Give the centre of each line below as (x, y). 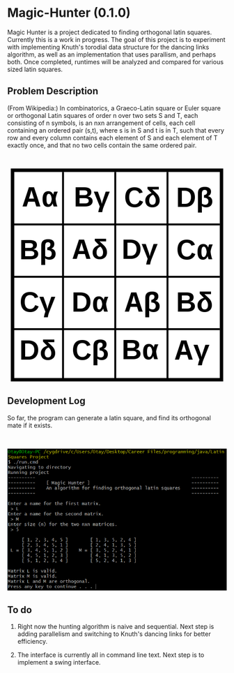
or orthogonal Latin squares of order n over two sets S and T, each (103, 115)
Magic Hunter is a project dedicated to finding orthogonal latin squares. (110, 32)
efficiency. (32, 642)
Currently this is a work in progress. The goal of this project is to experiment (116, 39)
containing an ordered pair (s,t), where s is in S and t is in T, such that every (116, 130)
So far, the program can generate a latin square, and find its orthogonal (109, 417)
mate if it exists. (30, 425)
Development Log (46, 401)
